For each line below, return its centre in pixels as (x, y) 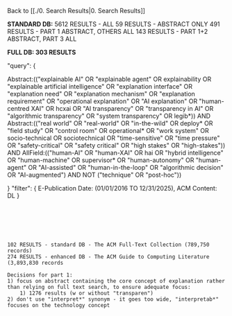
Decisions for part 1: (40, 275)
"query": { (22, 65)
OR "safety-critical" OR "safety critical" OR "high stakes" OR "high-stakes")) (116, 145)
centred (18, 108)
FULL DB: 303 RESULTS (42, 52)
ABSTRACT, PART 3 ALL (42, 39)
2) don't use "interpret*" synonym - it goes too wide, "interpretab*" (113, 299)
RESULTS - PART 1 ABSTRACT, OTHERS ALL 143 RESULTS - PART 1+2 (108, 32)
